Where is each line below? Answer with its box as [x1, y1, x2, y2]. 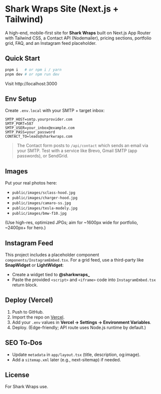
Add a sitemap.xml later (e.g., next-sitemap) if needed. [12, 356, 121, 362]
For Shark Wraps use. [5, 384, 48, 390]
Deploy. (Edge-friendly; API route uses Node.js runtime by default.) [12, 324, 146, 330]
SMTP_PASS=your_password [5, 130, 55, 135]
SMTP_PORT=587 [5, 121, 34, 126]
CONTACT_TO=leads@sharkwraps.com [5, 134, 73, 139]
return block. [12, 281, 38, 288]
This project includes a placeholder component [5, 252, 99, 258]
